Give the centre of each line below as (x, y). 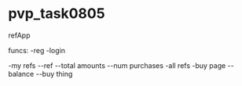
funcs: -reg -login (37, 50)
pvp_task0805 (57, 14)
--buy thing (54, 73)
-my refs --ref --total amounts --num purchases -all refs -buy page (117, 65)
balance (21, 73)
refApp (19, 35)
